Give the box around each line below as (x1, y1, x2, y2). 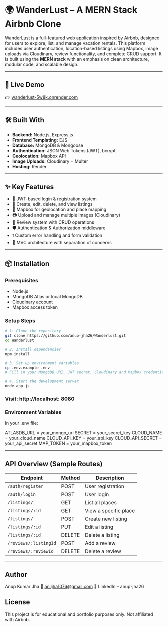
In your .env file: (5, 420, 38, 426)
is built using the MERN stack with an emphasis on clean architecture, (5, 56, 149, 62)
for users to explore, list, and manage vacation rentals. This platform (5, 40, 146, 46)
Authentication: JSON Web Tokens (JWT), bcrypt (12, 147, 116, 153)
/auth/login (7, 492, 36, 497)
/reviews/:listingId (7, 540, 56, 546)
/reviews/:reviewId (7, 549, 54, 554)
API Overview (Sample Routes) (5, 459, 103, 468)
